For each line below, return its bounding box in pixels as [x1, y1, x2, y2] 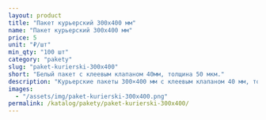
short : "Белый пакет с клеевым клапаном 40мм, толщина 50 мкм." [8, 70, 225, 78]
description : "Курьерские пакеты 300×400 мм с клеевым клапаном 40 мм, [8, 77, 249, 85]
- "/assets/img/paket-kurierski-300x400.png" [15, 92, 169, 100]
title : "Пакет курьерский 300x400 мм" [8, 19, 136, 27]
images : [8, 84, 34, 93]
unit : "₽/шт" [8, 41, 51, 49]
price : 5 [8, 33, 37, 42]
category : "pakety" [8, 56, 73, 64]
